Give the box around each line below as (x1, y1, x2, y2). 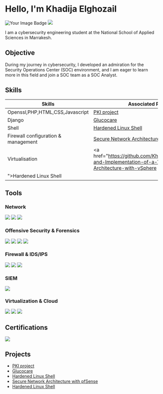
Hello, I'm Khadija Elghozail (5, 3, 117, 15)
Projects (5, 350, 31, 358)
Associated (128, 101, 155, 107)
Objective (5, 49, 35, 57)
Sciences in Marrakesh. (5, 34, 52, 40)
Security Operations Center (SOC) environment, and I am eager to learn (5, 67, 148, 72)
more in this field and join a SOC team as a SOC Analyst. (5, 72, 118, 78)
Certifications (5, 323, 48, 331)
